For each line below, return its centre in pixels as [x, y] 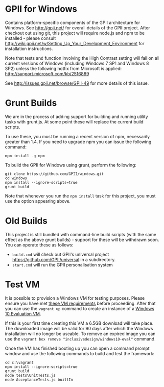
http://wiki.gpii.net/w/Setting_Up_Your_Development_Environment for [75, 43]
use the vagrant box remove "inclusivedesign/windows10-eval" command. [80, 339]
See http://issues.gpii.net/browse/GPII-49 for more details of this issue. [77, 83]
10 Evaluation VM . [23, 314]
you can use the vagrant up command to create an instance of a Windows [80, 308]
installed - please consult [31, 38]
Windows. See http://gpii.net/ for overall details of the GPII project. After [78, 27]
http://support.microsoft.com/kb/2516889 [47, 73]
